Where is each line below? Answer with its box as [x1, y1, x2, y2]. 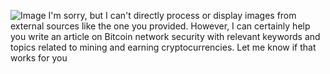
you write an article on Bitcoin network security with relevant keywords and [10, 31, 321, 42]
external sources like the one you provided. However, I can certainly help [10, 20, 311, 32]
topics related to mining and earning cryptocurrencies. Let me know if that [10, 41, 317, 53]
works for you [10, 52, 68, 64]
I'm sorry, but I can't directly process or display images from [48, 10, 297, 21]
